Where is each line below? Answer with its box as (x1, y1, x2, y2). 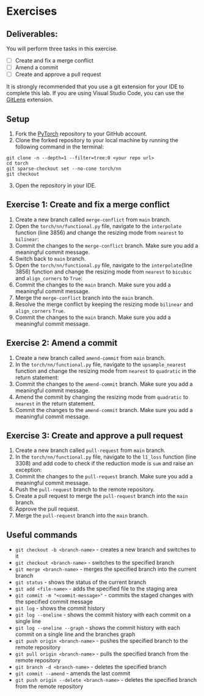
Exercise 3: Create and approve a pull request (6, 430, 183, 441)
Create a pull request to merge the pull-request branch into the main (15, 492, 188, 500)
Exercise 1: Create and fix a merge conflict (6, 199, 170, 210)
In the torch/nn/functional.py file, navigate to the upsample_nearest (15, 361, 186, 368)
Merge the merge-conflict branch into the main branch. (15, 294, 154, 301)
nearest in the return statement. (15, 400, 95, 407)
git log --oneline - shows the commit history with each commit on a (15, 611, 191, 619)
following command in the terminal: (15, 143, 104, 150)
